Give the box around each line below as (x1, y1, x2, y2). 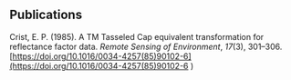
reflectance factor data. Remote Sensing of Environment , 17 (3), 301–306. (9, 41, 283, 52)
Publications (9, 7, 83, 23)
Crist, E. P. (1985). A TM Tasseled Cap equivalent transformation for (9, 31, 265, 42)
